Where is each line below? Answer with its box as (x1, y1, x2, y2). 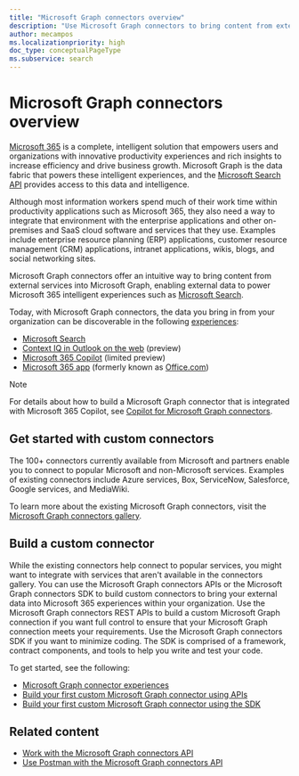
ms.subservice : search (9, 54, 93, 63)
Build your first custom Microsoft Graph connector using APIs (21, 689, 248, 699)
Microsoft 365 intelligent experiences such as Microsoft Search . (9, 289, 245, 299)
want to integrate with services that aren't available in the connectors (9, 569, 263, 580)
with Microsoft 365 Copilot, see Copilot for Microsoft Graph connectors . (9, 405, 273, 416)
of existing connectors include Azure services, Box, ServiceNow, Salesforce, (9, 474, 290, 485)
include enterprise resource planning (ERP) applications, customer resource (9, 233, 287, 245)
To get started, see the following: (9, 662, 131, 673)
